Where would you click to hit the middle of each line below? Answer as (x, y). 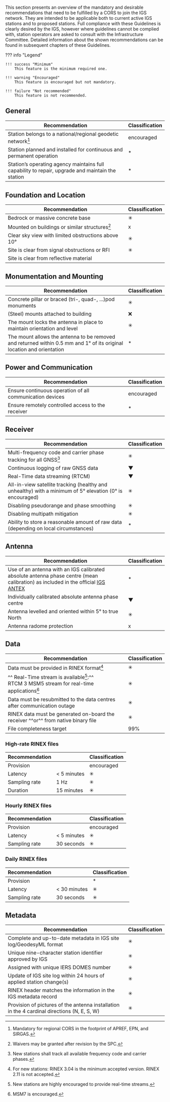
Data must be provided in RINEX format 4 (56, 667)
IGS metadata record (32, 997)
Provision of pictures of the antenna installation (64, 1005)
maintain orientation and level (43, 329)
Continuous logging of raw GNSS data (53, 468)
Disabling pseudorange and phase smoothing (62, 505)
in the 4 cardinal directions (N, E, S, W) (54, 1011)
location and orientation (36, 349)
